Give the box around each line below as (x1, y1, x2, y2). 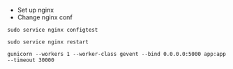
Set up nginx (17, 6, 54, 14)
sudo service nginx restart (7, 39, 89, 46)
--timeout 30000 (7, 57, 54, 63)
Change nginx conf (17, 13, 73, 21)
